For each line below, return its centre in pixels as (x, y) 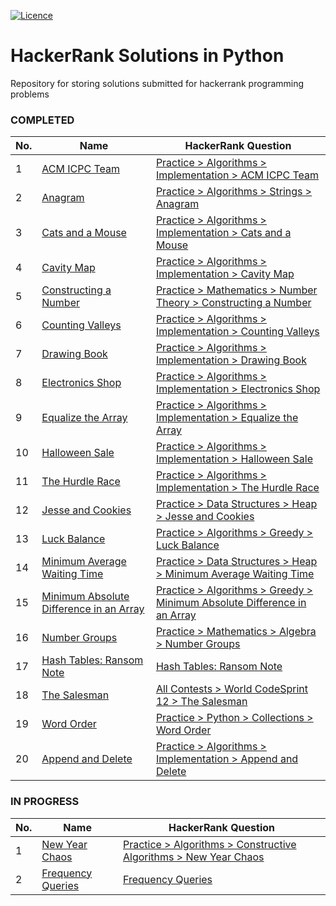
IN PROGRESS (45, 802)
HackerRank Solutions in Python (147, 56)
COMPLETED (42, 120)
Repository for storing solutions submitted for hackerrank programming (157, 83)
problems (30, 94)
